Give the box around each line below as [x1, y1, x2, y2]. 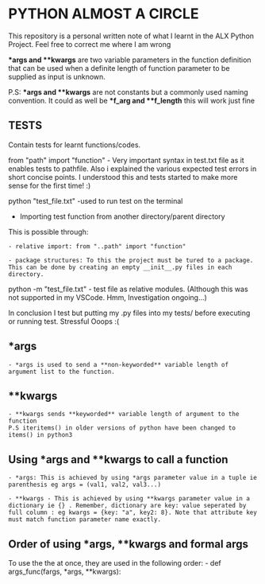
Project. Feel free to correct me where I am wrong [8, 39, 171, 49]
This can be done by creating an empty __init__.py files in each [8, 263, 232, 271]
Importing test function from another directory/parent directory [19, 212, 225, 221]
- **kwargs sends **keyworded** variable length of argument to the [8, 411, 240, 419]
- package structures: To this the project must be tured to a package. [8, 256, 254, 264]
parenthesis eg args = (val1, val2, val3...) [8, 481, 161, 489]
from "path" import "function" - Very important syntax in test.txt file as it [8, 155, 244, 165]
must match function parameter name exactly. [8, 516, 161, 524]
